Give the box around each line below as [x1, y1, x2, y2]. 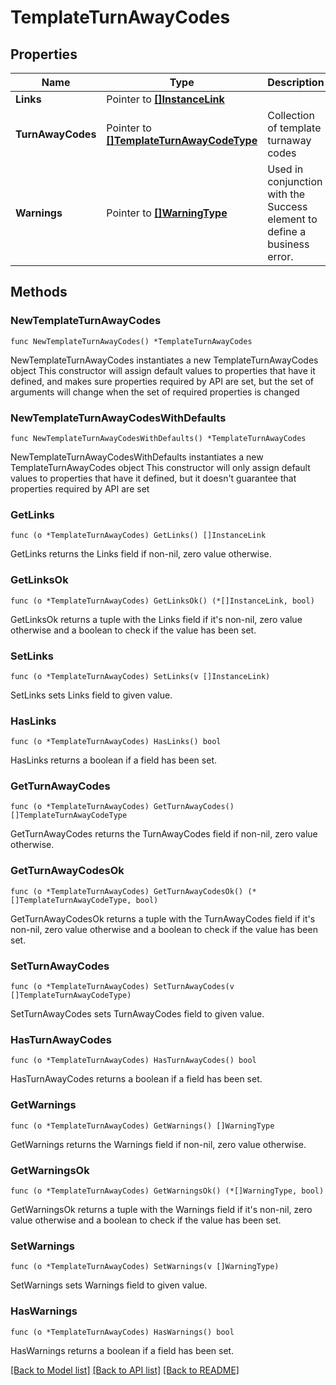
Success [267, 200, 308, 213]
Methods [10, 284, 68, 301]
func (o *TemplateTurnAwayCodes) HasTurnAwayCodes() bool [10, 1056, 257, 1066]
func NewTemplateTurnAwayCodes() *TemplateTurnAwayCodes [10, 336, 253, 346]
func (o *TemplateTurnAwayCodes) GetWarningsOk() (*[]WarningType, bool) [10, 1186, 325, 1196]
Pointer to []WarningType [106, 206, 228, 220]
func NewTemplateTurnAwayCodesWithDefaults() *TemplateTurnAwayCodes [10, 433, 307, 443]
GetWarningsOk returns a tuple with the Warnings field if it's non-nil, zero [10, 1203, 313, 1215]
